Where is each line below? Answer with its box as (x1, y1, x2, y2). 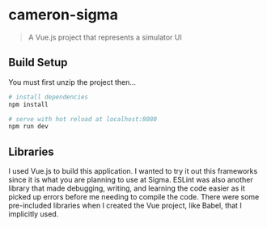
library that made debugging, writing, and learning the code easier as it (8, 183, 245, 193)
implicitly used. (8, 209, 59, 219)
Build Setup (8, 56, 68, 69)
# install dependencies (8, 93, 89, 101)
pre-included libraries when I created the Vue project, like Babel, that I (8, 200, 243, 211)
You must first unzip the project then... (8, 77, 136, 86)
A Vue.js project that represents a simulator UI (28, 32, 182, 42)
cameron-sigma (8, 6, 119, 24)
